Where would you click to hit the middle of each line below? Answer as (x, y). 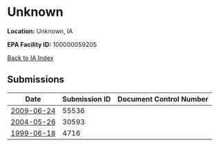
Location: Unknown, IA (40, 31)
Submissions (36, 80)
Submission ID (86, 99)
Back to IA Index (30, 58)
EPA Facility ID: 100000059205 (52, 44)
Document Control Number (163, 99)
